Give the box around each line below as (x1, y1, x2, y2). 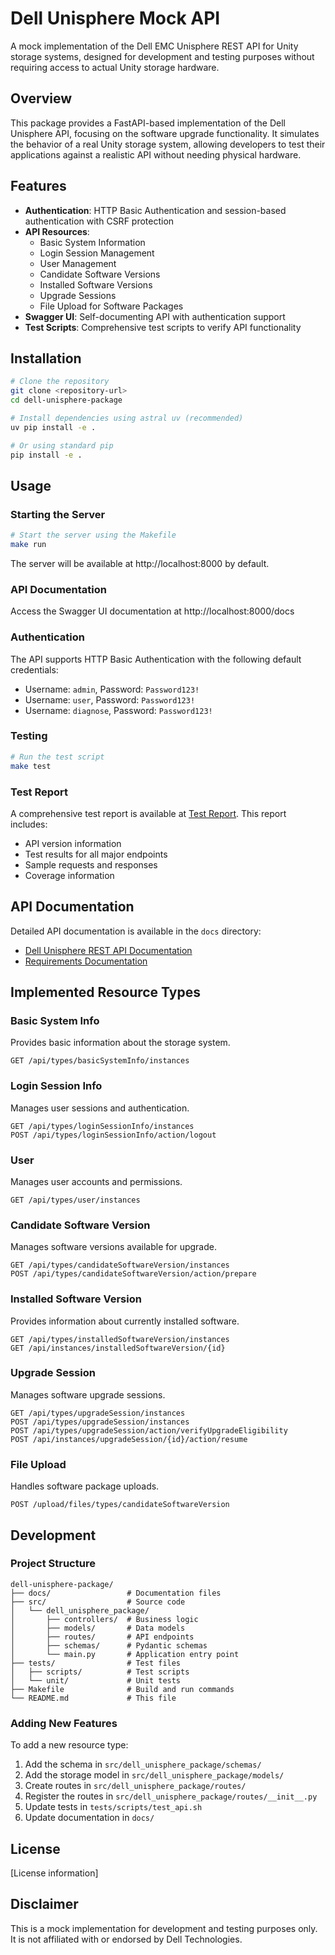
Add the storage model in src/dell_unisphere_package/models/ (24, 1769, 285, 1781)
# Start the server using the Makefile (10, 530, 177, 541)
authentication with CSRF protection (24, 215, 175, 227)
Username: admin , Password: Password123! (24, 683, 200, 695)
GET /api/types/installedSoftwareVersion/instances (10, 1334, 230, 1344)
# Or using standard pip (10, 440, 114, 451)
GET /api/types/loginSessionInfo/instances (10, 1121, 195, 1131)
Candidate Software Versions (39, 268, 161, 280)
